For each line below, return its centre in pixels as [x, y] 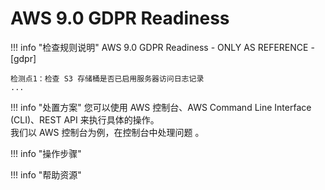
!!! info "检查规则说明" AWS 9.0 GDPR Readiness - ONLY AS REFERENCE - [162, 47]
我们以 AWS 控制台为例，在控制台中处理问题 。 [107, 132]
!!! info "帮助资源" [46, 174]
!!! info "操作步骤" [46, 153]
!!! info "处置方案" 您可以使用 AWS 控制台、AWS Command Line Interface [161, 107]
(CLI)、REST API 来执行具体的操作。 [85, 119]
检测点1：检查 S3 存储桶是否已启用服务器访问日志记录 [107, 78]
